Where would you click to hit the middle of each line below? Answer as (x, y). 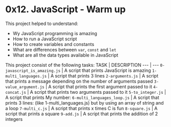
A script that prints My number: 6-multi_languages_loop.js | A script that (82, 97)
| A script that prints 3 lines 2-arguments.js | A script (103, 75)
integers (14, 119)
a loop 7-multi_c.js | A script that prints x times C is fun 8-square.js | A (81, 108)
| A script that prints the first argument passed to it (99, 86)
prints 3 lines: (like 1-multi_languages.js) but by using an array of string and (84, 103)
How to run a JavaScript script (45, 39)
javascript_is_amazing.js (33, 71)
